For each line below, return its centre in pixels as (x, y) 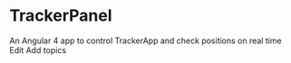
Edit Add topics (38, 49)
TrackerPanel (61, 16)
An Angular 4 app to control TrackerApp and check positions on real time (146, 40)
